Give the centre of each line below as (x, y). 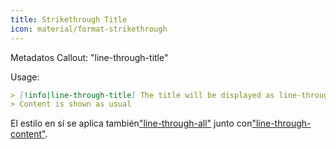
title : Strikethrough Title (69, 19)
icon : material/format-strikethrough (89, 29)
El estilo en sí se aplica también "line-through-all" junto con (131, 123)
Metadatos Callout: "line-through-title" (89, 57)
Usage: (25, 77)
